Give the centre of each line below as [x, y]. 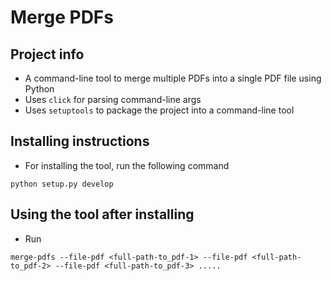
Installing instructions [80, 141]
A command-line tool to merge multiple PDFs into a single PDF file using [173, 78]
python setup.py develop [62, 184]
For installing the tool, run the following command [127, 165]
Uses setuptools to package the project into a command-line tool [159, 110]
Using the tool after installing [102, 214]
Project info [47, 54]
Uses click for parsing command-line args [113, 99]
